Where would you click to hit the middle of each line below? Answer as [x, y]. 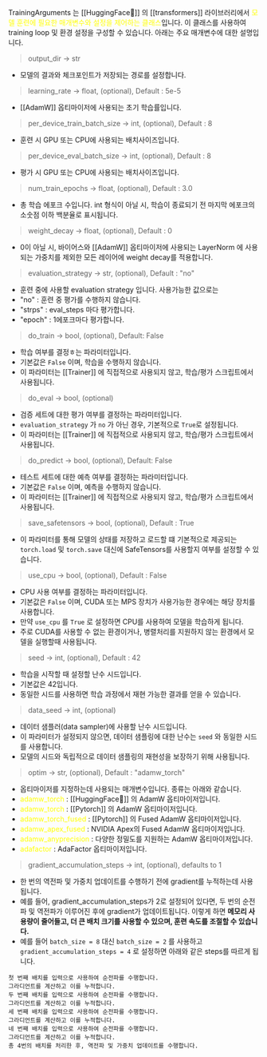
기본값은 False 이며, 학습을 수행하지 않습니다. [90, 362]
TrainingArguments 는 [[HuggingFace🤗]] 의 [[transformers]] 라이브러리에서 [129, 12]
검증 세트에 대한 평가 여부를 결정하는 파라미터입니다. [100, 414]
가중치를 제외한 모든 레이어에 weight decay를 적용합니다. [124, 257]
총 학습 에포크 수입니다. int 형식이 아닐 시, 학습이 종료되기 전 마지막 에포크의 [137, 205]
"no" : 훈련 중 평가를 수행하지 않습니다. [80, 300]
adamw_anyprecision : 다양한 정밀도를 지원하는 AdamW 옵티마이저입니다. [136, 839]
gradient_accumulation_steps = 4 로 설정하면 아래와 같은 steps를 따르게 [135, 951]
